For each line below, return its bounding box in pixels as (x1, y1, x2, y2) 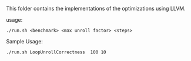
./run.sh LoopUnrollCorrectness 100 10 (6, 49, 107, 55)
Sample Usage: (6, 38, 43, 45)
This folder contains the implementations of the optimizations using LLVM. (6, 5, 186, 12)
